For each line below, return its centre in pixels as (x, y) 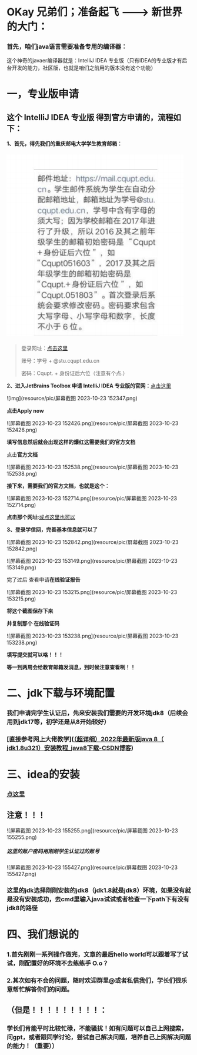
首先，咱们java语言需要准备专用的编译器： (67, 47)
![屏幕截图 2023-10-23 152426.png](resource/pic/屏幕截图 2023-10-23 (93, 423)
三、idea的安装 (43, 774)
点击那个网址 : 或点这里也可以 (41, 517)
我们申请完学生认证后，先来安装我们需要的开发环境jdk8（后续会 (97, 713)
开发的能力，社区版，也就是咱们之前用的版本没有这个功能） (84, 68)
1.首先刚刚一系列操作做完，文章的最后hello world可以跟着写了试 (98, 954)
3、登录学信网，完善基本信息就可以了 (52, 529)
